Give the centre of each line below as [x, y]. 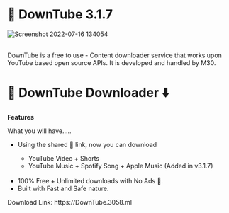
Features [21, 117]
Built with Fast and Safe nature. [63, 188]
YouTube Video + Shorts [64, 158]
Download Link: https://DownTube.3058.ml [70, 202]
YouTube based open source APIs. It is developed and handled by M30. [112, 62]
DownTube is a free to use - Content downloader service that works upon [114, 55]
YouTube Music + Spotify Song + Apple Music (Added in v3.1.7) [121, 166]
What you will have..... [40, 131]
